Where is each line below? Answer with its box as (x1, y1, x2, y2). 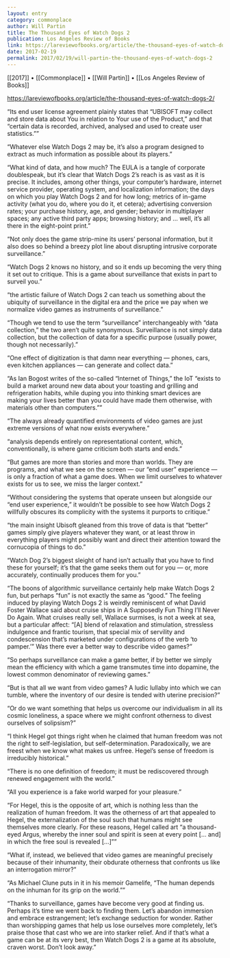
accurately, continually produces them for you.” (7, 570, 141, 579)
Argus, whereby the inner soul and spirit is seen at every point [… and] (23, 830, 221, 838)
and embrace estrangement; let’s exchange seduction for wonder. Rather (7, 913, 214, 922)
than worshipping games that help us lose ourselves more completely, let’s (7, 921, 218, 929)
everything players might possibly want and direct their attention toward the (7, 535, 221, 544)
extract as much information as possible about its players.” (7, 150, 172, 158)
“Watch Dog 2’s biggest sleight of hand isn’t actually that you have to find (7, 556, 214, 564)
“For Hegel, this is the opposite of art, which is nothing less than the (7, 801, 199, 809)
